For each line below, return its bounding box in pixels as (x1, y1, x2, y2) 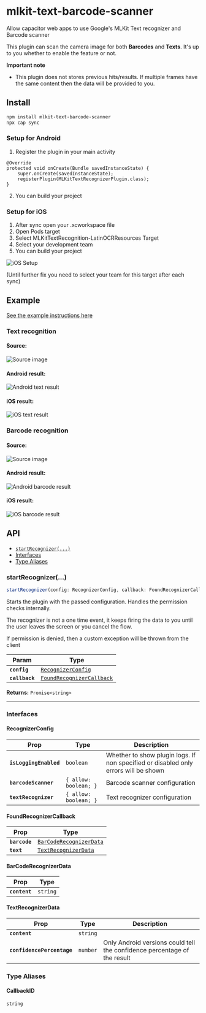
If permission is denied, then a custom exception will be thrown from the (6, 635, 189, 642)
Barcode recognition (6, 426, 69, 435)
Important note (6, 61, 46, 69)
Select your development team (15, 241, 93, 248)
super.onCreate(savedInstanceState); (17, 170, 114, 177)
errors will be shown (105, 766, 164, 775)
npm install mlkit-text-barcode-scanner (6, 113, 112, 120)
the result (103, 954, 131, 962)
